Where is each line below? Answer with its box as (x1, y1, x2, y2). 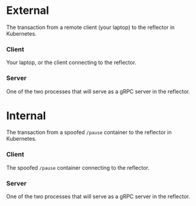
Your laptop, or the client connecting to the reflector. (6, 59, 137, 66)
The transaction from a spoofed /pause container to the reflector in (6, 129, 172, 136)
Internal (6, 109, 46, 123)
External (6, 4, 49, 18)
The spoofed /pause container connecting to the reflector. (6, 164, 150, 171)
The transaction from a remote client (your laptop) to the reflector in (6, 24, 175, 31)
